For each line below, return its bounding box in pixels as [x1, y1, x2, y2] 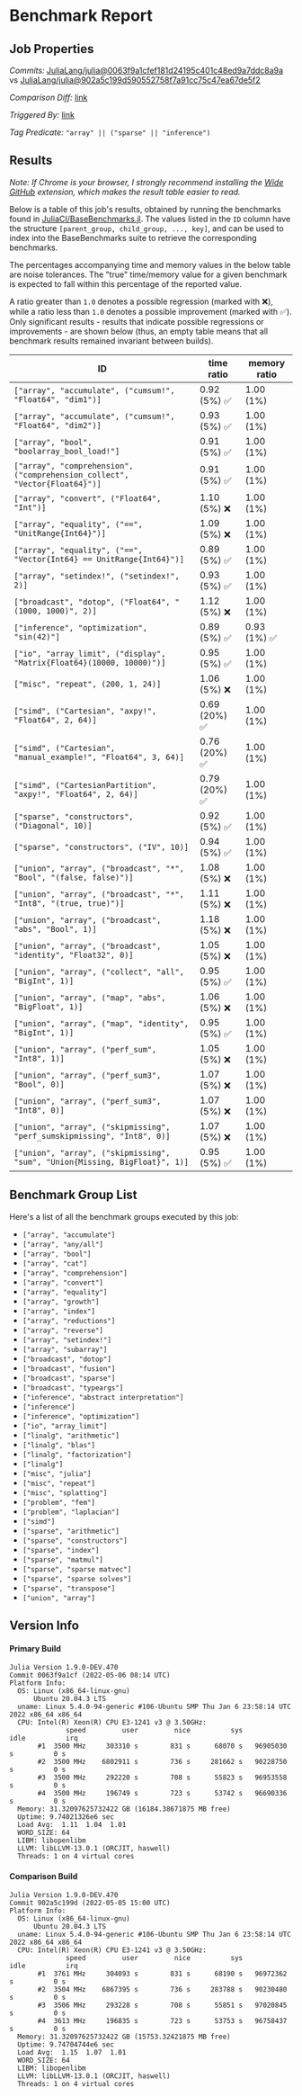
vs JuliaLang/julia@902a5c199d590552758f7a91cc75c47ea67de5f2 [9, 75, 261, 85]
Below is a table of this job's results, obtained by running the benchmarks [9, 203, 281, 214]
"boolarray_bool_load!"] [13, 446, 120, 456]
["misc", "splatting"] [22, 1488, 108, 1498]
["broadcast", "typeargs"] [22, 1383, 124, 1393]
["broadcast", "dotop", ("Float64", [13, 596, 171, 607]
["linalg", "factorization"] [22, 1450, 132, 1459]
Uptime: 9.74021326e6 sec [17, 1813, 115, 1822]
